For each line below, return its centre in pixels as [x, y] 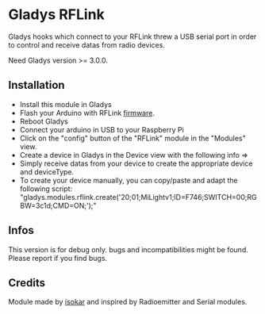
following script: [46, 189]
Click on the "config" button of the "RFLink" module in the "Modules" [132, 138]
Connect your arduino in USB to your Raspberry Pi [102, 129]
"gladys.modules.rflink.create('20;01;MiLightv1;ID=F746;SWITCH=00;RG [138, 197]
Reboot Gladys [44, 121]
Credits [27, 283]
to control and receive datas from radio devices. [86, 44]
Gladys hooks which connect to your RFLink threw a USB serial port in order [132, 36]
